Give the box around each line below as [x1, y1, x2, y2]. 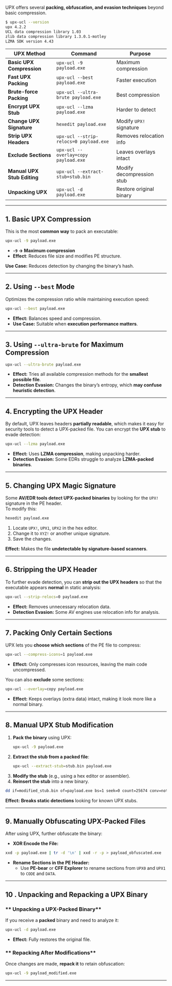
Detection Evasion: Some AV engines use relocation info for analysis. [12, 609, 160, 615]
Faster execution [116, 77, 157, 84]
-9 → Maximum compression [12, 248, 75, 254]
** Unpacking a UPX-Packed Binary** [5, 906, 101, 913]
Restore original [116, 185, 155, 192]
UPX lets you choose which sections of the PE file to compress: [5, 642, 141, 648]
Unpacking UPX [8, 189, 48, 196]
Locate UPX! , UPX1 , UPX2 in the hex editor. [12, 525, 98, 531]
